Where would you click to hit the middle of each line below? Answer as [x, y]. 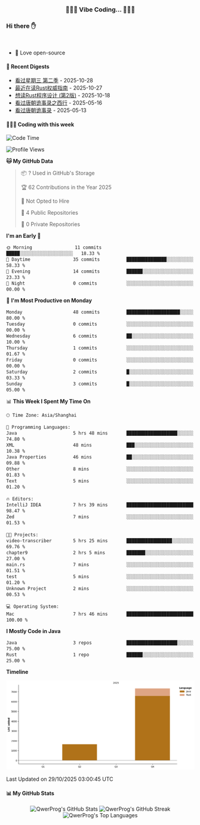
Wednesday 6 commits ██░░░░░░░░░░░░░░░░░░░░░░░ [100, 336]
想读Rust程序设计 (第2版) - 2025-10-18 [62, 96]
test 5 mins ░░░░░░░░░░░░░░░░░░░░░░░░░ [100, 576]
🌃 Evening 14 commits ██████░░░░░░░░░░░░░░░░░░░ [100, 271]
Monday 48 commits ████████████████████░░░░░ [100, 312]
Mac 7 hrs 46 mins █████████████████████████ [100, 614]
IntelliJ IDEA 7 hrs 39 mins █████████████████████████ [100, 505]
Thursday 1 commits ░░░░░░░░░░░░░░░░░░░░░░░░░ [100, 348]
